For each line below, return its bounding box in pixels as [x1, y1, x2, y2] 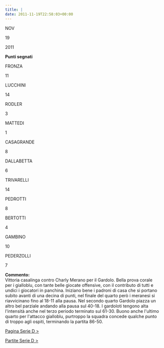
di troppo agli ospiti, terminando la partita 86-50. [5, 319, 103, 325]
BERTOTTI [5, 215, 26, 221]
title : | [5, 7, 23, 12]
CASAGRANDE [5, 139, 35, 145]
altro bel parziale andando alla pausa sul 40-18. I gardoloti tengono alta [5, 303, 148, 309]
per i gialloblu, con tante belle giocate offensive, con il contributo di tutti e [5, 282, 154, 288]
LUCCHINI [5, 82, 26, 88]
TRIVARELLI [5, 177, 29, 183]
